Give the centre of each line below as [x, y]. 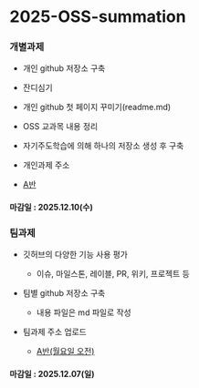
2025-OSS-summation [98, 17]
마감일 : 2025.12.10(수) [51, 208]
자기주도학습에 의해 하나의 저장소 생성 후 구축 [103, 146]
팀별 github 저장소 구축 [64, 293]
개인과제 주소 [46, 165]
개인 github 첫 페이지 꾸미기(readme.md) [97, 107]
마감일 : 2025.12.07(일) [52, 373]
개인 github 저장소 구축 [64, 68]
